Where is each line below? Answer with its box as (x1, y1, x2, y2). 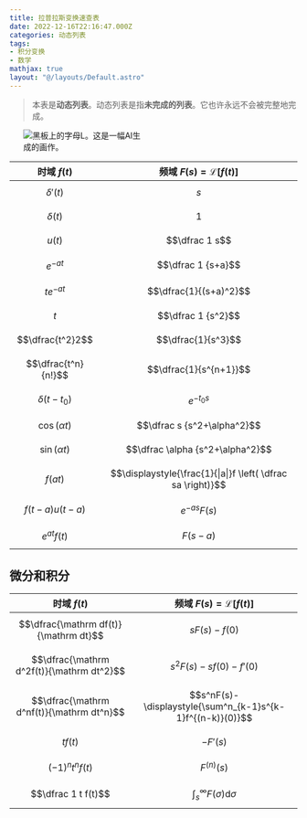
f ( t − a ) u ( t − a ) (24, 504, 86, 516)
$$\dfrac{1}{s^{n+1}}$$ (146, 363, 251, 376)
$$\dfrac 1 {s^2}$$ (157, 310, 240, 323)
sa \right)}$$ (171, 478, 227, 491)
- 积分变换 (9, 48, 46, 57)
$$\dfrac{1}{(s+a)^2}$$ (147, 284, 251, 297)
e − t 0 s (188, 393, 210, 408)
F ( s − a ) (182, 529, 217, 542)
